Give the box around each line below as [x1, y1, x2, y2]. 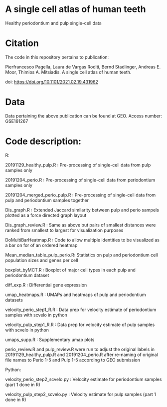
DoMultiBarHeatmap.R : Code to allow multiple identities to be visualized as [5, 236, 160, 243]
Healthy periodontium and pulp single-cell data [5, 20, 102, 26]
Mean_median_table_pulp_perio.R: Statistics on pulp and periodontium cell [5, 251, 158, 258]
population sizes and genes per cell [5, 257, 78, 263]
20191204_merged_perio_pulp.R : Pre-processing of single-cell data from [5, 191, 156, 198]
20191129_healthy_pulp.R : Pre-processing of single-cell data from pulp [5, 161, 151, 168]
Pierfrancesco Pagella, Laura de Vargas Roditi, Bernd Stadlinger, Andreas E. [5, 63, 161, 69]
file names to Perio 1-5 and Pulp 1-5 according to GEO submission [5, 356, 141, 363]
